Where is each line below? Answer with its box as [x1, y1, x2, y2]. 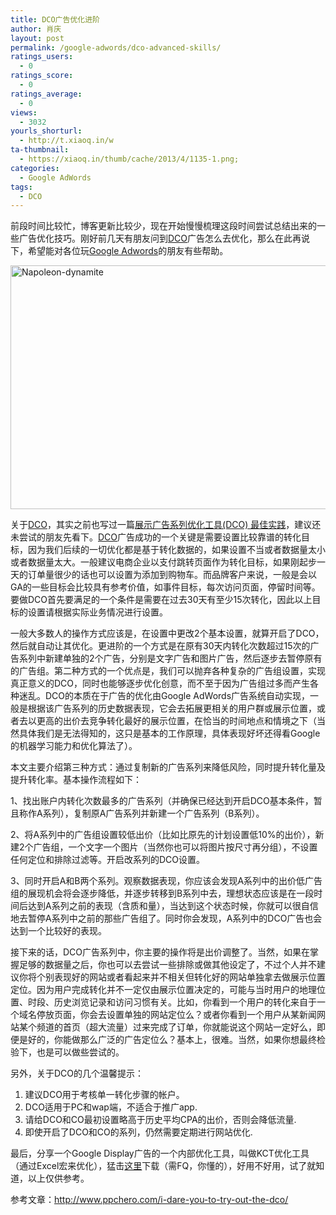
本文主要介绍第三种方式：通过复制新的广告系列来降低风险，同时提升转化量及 [10, 761, 326, 773]
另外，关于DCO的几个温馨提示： [10, 1067, 145, 1080]
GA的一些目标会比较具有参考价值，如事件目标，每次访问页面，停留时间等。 [10, 581, 321, 593]
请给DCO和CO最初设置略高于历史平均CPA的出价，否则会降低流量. [24, 1114, 297, 1126]
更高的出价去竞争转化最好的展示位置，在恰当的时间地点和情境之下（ [36, 715, 317, 727]
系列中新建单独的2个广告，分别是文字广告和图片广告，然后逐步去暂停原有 [18, 652, 323, 665]
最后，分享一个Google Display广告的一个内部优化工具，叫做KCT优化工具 [10, 1147, 310, 1160]
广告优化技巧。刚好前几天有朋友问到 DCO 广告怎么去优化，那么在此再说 [18, 232, 311, 245]
